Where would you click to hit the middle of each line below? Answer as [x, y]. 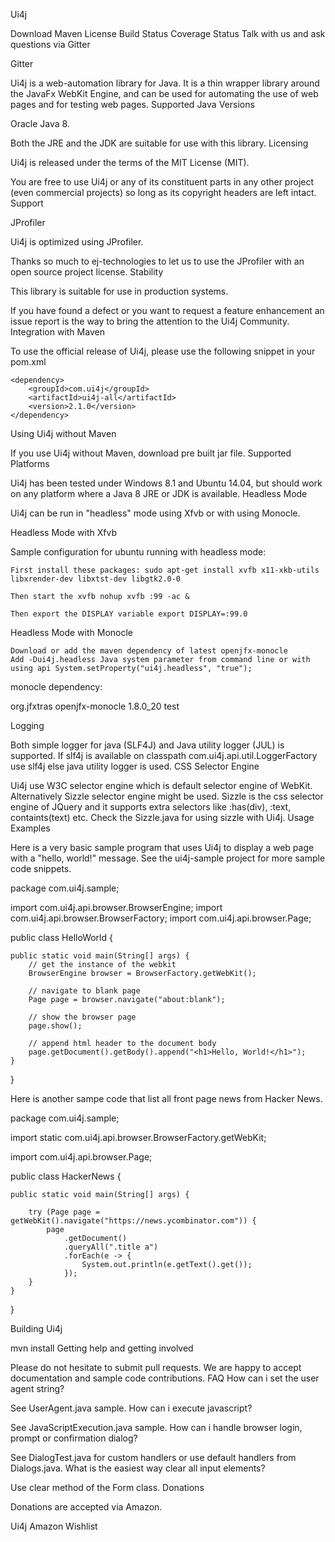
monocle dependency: [56, 687]
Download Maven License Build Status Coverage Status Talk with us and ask [168, 33]
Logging [27, 725]
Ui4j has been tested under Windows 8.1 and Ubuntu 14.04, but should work [166, 483]
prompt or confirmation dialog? [74, 1438]
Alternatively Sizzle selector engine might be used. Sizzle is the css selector [167, 796]
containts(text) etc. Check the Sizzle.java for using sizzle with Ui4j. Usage [162, 817]
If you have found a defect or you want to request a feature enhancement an [167, 310]
